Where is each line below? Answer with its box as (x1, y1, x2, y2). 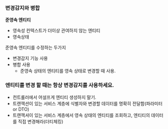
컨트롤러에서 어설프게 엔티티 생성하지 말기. (12, 94, 97, 100)
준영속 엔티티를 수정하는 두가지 (5, 44, 67, 51)
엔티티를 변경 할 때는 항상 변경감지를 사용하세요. (5, 82, 115, 89)
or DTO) (12, 106, 29, 112)
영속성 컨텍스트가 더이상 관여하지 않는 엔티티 (12, 28, 101, 34)
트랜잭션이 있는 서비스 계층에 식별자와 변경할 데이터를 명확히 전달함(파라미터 (12, 100, 163, 106)
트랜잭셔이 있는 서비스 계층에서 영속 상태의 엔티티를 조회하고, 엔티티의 (12, 112, 150, 118)
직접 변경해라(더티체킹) (18, 118, 64, 124)
